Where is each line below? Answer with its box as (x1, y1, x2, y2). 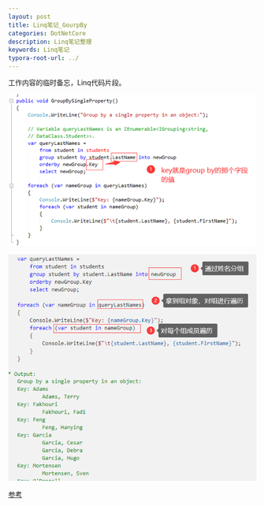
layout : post (8, 13, 51, 20)
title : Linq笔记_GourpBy (8, 20, 87, 29)
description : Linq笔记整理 (8, 38, 92, 46)
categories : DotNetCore (8, 29, 87, 37)
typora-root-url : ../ (8, 54, 80, 62)
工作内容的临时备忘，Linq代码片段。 (8, 78, 126, 87)
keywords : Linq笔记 (8, 46, 70, 54)
